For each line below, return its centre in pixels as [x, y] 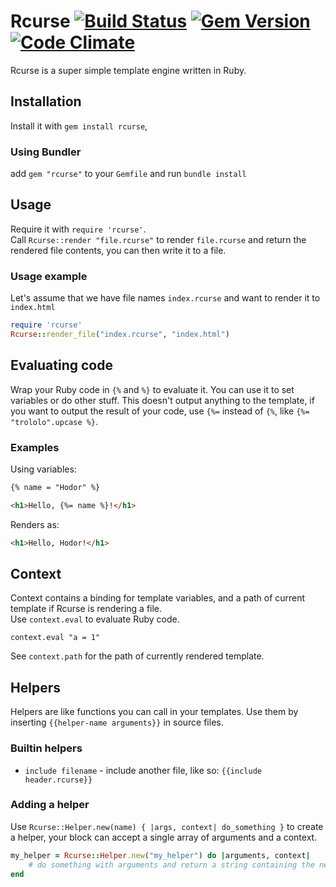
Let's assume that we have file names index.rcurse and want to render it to [165, 298]
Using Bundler [46, 152]
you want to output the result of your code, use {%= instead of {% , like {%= [160, 411]
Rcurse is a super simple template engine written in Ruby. [128, 70]
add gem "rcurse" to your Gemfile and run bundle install [128, 174]
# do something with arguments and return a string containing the [171, 865]
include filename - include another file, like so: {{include [143, 770]
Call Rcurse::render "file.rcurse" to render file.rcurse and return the [158, 239]
